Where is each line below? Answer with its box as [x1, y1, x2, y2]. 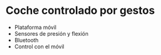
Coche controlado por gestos [5, 4, 155, 18]
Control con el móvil [14, 43, 65, 50]
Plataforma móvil [14, 24, 57, 31]
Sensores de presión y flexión [14, 30, 89, 37]
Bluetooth [14, 36, 39, 44]
